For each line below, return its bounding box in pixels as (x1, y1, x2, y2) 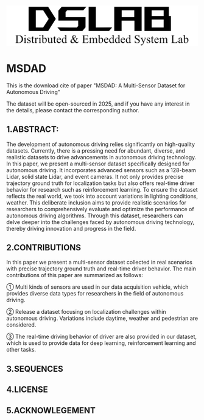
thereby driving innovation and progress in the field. (6, 225, 136, 232)
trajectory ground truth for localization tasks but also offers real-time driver (6, 179, 195, 187)
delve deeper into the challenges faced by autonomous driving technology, (6, 218, 195, 225)
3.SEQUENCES (6, 363, 64, 374)
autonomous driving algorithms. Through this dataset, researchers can (6, 212, 184, 219)
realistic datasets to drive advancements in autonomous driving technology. (6, 153, 197, 161)
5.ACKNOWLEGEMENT (6, 405, 96, 416)
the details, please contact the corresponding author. (6, 106, 139, 114)
